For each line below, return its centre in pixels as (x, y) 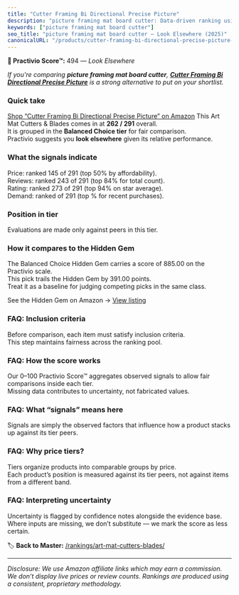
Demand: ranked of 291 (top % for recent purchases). (86, 195)
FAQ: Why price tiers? (46, 452)
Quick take (26, 101)
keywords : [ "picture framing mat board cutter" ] (81, 27)
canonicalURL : (28, 41)
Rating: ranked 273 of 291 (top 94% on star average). (85, 188)
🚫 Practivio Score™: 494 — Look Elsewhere (71, 61)
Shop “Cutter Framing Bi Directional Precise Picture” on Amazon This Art (114, 116)
